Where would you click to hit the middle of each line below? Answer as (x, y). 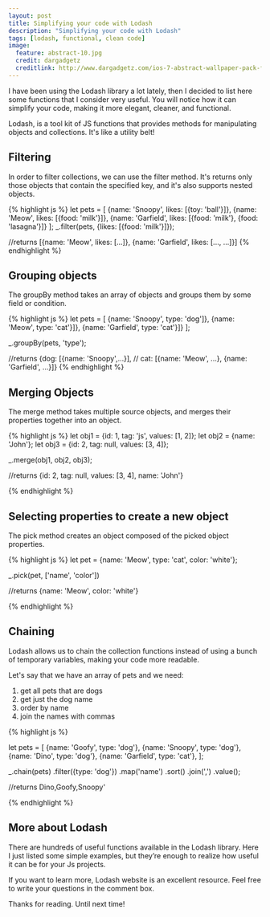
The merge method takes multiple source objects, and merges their (120, 412)
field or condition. (37, 304)
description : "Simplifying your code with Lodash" (95, 31)
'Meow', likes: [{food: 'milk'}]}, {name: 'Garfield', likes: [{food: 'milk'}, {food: (133, 218)
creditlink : (36, 68)
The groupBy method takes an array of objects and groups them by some (130, 295)
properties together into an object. (65, 420)
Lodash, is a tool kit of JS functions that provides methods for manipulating (133, 123)
